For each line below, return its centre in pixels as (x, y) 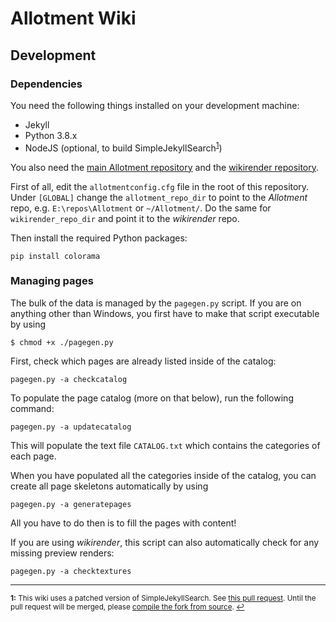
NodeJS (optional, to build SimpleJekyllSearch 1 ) (123, 147)
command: (32, 408)
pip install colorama (55, 256)
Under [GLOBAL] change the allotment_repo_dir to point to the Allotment (159, 197)
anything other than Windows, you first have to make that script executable (165, 313)
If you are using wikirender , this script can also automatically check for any (165, 542)
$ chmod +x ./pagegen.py (62, 342)
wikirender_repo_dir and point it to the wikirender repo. (125, 218)
